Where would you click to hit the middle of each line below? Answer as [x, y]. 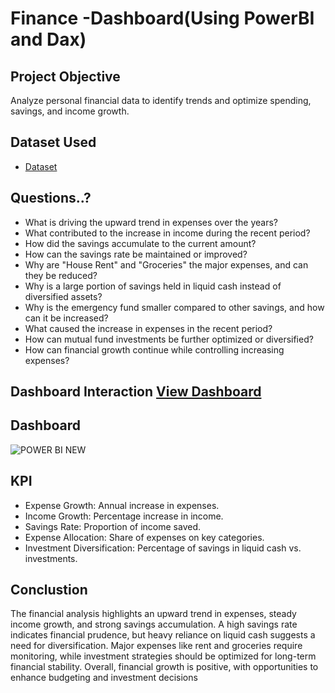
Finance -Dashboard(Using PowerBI [162, 18]
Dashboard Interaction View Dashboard [136, 392]
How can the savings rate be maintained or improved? [136, 254]
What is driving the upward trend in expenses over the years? [151, 222]
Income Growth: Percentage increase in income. [124, 516]
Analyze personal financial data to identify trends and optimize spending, [161, 100]
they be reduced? [61, 275]
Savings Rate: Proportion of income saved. [113, 526]
